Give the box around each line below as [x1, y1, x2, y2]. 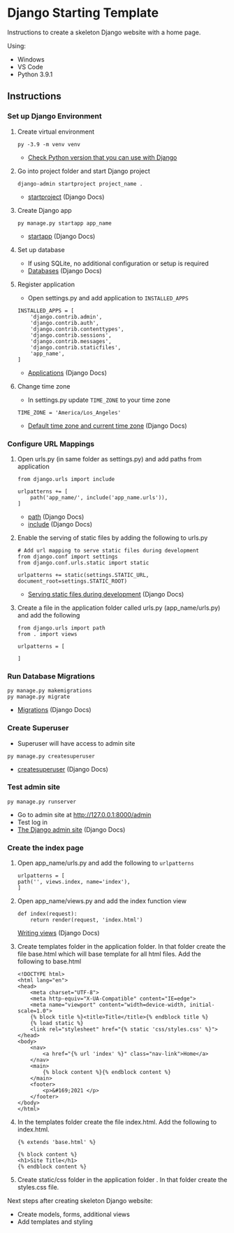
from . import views [17, 630, 78, 638]
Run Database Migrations [7, 671, 96, 681]
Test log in [17, 818, 47, 826]
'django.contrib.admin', [30, 313, 103, 320]
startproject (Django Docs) [27, 193, 105, 201]
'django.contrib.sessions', [30, 331, 112, 339]
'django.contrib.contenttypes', [30, 326, 124, 333]
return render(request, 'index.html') [30, 917, 143, 924]
